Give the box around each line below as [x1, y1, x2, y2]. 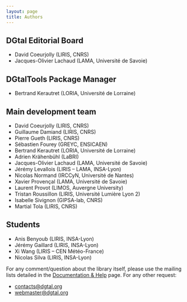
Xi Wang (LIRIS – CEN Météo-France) [14, 248, 104, 255]
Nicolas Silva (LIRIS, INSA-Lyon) [14, 254, 92, 261]
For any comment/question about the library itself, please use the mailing [6, 265, 182, 272]
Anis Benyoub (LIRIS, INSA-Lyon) [14, 235, 95, 242]
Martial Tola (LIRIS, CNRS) [14, 203, 78, 210]
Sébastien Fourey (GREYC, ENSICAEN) [14, 141, 108, 148]
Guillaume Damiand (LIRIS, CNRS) [14, 128, 96, 135]
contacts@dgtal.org [14, 283, 63, 290]
